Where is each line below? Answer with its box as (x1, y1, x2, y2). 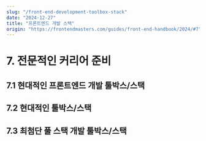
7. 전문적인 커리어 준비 (6, 54, 112, 68)
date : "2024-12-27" (6, 15, 56, 21)
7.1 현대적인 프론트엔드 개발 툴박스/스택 (6, 80, 145, 90)
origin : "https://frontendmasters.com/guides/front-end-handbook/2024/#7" (6, 26, 202, 32)
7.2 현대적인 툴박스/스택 (6, 103, 92, 114)
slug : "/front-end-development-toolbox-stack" (6, 9, 128, 15)
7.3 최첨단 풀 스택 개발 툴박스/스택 (6, 126, 127, 136)
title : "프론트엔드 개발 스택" (6, 20, 75, 26)
